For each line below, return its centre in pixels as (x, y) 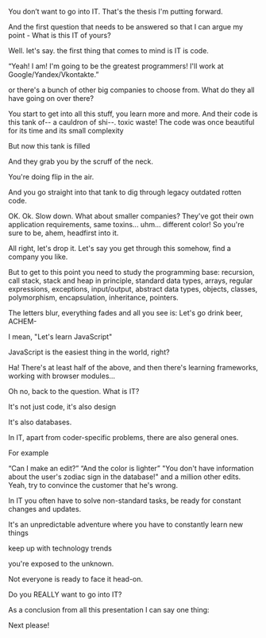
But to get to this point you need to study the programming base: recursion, (131, 272)
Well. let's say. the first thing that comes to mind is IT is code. (108, 50)
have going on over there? (51, 98)
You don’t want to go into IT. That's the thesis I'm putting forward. (116, 12)
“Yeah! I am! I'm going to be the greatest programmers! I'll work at (116, 66)
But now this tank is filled (49, 146)
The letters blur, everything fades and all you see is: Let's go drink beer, (126, 313)
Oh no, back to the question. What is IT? (74, 391)
